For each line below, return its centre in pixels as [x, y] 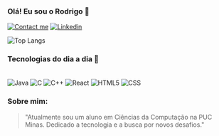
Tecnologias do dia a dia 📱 [53, 59]
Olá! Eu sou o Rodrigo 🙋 [49, 11]
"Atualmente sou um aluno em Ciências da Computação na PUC [118, 117]
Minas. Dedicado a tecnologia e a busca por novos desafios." [114, 125]
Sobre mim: [28, 101]
